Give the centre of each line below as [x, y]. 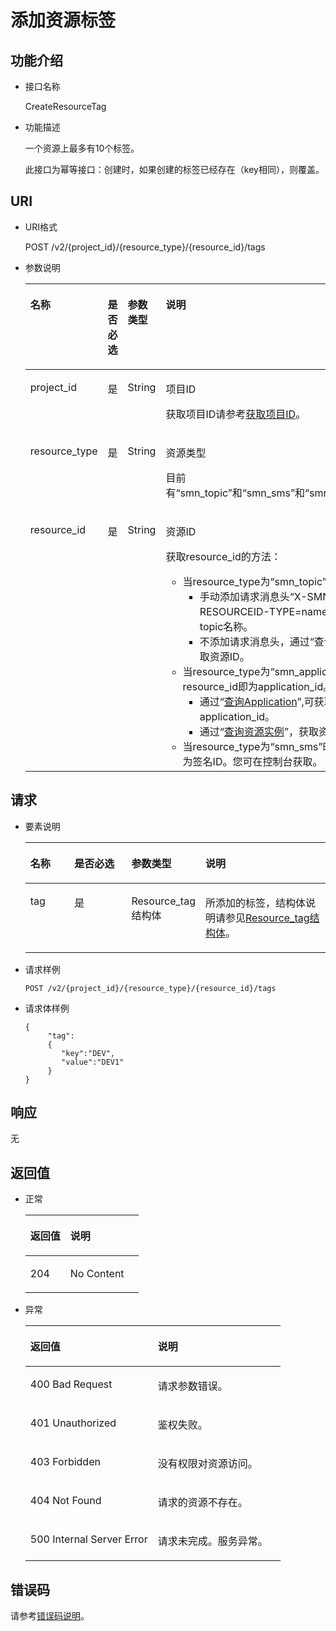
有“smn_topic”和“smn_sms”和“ [237, 493]
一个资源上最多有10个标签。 [82, 148]
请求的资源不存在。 [202, 1503]
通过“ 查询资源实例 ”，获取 [259, 731]
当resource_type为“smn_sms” [252, 746]
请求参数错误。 [192, 1386]
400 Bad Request [71, 1384]
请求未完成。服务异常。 [212, 1541]
